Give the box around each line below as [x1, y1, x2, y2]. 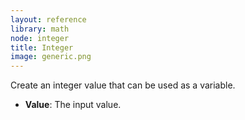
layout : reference [10, 14, 87, 25]
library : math [10, 24, 70, 34]
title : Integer [10, 42, 74, 53]
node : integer [10, 33, 70, 43]
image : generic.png [10, 52, 92, 62]
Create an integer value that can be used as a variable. [10, 79, 236, 91]
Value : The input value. [24, 99, 122, 111]
